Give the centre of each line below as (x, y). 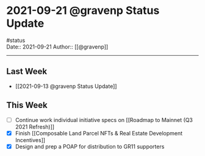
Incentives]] (30, 140)
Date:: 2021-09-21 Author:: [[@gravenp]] (57, 47)
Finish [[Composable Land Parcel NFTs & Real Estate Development (99, 133)
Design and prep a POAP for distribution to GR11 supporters (90, 146)
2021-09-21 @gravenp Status (83, 11)
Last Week (27, 71)
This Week (27, 105)
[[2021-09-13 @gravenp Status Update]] (66, 86)
